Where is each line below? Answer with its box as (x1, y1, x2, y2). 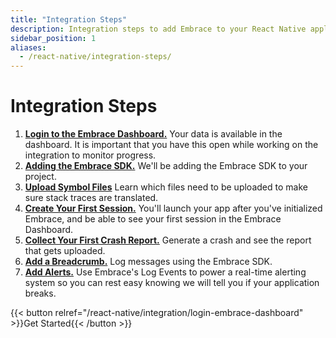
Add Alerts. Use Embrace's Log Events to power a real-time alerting (24, 266, 307, 278)
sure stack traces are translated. (24, 192, 159, 204)
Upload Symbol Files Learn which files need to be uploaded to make (24, 181, 308, 193)
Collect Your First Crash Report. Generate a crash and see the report (24, 234, 312, 246)
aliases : (10, 42, 47, 53)
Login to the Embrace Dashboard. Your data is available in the (24, 128, 283, 140)
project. (24, 171, 57, 183)
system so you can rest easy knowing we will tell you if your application (24, 277, 320, 289)
